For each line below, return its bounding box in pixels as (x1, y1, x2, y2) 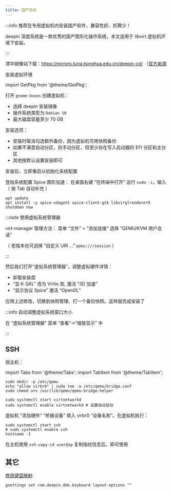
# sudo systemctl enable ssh (5, 427, 68, 432)
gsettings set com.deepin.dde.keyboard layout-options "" (5, 483, 132, 488)
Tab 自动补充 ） (16, 185, 50, 192)
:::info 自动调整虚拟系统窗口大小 (5, 309, 73, 315)
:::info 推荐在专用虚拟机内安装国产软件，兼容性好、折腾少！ (5, 22, 131, 28)
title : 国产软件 (5, 7, 37, 13)
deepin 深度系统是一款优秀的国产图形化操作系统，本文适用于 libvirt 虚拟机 (5, 33, 162, 39)
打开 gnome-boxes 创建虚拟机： (5, 92, 69, 98)
